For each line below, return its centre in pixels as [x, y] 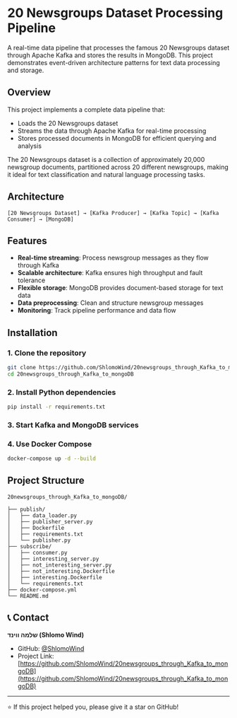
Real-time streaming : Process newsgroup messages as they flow [113, 258]
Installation [32, 333]
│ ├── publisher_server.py [50, 521]
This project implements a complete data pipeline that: [86, 109]
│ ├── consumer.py [38, 552]
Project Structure [46, 481]
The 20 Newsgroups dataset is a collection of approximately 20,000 [106, 159]
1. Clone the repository [47, 353]
